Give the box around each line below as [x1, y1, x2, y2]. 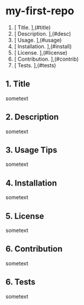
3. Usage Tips [5, 144, 57, 155]
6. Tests [5, 277, 36, 287]
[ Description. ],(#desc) [14, 30, 72, 37]
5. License [5, 211, 44, 221]
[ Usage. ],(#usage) [14, 36, 62, 43]
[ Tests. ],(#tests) [14, 61, 57, 69]
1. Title [5, 79, 31, 89]
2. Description [5, 112, 59, 122]
